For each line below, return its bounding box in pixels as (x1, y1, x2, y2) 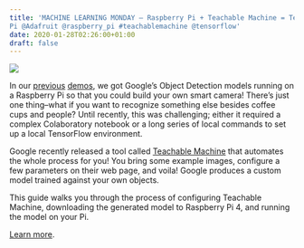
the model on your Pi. (9, 212, 90, 223)
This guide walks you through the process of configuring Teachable (9, 192, 262, 204)
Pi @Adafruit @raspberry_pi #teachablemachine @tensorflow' (9, 22, 242, 31)
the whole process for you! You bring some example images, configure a (9, 156, 280, 167)
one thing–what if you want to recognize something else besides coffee (9, 100, 276, 110)
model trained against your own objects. (9, 175, 160, 186)
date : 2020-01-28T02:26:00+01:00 (9, 30, 136, 39)
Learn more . (9, 229, 55, 240)
